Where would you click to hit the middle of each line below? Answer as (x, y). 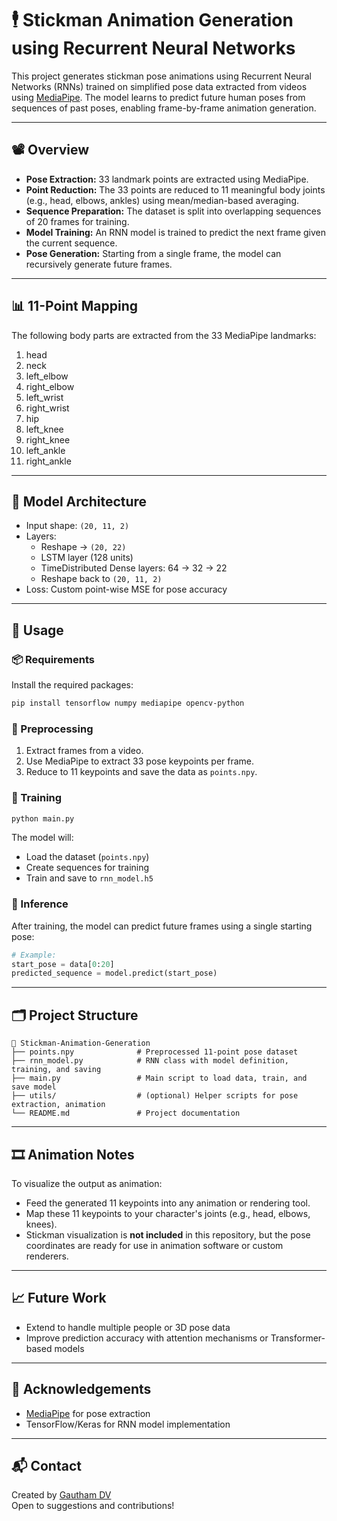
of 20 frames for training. (77, 221)
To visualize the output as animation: (87, 1183)
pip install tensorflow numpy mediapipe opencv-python (128, 703)
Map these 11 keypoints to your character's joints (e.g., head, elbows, (168, 1213)
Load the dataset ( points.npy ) (87, 857)
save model (34, 1087)
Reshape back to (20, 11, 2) (101, 579)
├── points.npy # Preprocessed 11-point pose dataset (155, 1052)
